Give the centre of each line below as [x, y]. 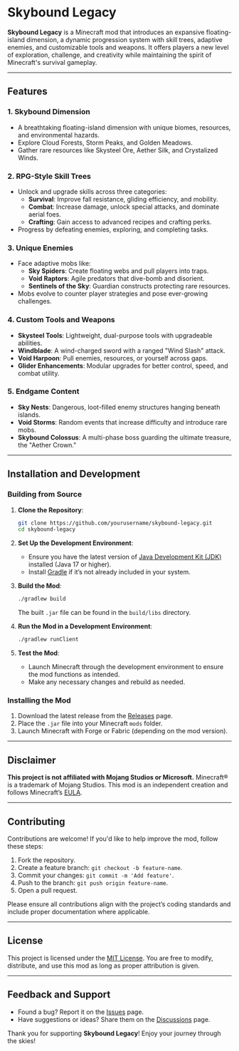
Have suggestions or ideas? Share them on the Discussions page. [114, 1019]
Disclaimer [32, 760]
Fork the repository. [47, 860]
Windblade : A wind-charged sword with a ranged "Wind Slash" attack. [121, 351]
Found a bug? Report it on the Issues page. [81, 1012]
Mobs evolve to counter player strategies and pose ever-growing [113, 294]
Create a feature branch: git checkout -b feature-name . [100, 867]
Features [27, 92]
